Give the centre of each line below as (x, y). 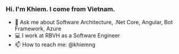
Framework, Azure (38, 29)
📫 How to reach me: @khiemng (55, 45)
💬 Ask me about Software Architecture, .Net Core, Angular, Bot (93, 22)
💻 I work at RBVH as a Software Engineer (67, 36)
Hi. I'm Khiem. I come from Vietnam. (61, 9)
